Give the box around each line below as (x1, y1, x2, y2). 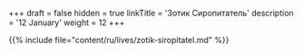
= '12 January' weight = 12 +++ (8, 17, 125, 28)
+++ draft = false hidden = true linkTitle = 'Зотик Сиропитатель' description (8, 8, 294, 18)
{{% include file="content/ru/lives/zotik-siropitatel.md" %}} (8, 35, 230, 45)
